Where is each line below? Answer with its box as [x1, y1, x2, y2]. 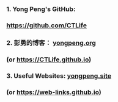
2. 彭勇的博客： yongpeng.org [6, 38, 96, 47]
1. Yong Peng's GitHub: [6, 5, 76, 13]
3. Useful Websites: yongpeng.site [6, 72, 112, 80]
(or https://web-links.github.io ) [6, 87, 102, 96]
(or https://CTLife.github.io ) [6, 55, 92, 64]
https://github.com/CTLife [6, 21, 87, 29]
